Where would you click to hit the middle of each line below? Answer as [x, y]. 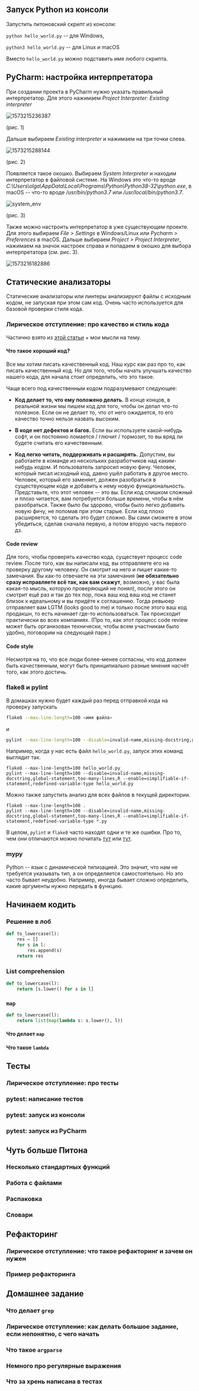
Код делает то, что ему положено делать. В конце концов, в [92, 400]
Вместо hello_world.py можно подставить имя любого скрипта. [87, 58]
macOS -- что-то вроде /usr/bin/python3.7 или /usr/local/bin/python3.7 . [95, 192]
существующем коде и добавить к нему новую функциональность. [100, 486]
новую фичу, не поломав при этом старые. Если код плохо [89, 511]
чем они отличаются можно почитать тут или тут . [69, 839]
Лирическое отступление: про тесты [62, 1083]
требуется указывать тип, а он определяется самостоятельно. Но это [95, 873]
